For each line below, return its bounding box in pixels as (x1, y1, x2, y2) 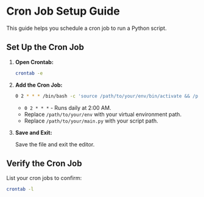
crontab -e (15, 70, 43, 76)
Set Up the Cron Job (6, 42, 84, 52)
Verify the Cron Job (6, 158, 82, 168)
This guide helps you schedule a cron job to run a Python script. (6, 24, 167, 32)
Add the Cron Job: (15, 81, 63, 88)
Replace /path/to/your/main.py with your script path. (24, 117, 158, 124)
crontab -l (6, 186, 34, 193)
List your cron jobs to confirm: (6, 174, 82, 182)
